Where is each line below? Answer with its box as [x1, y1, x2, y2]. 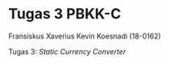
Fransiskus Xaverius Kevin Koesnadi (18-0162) [8, 31, 162, 41]
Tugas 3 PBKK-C [8, 5, 122, 23]
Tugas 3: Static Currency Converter [8, 46, 126, 56]
